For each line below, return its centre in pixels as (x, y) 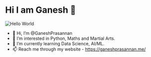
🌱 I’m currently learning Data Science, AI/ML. (58, 43)
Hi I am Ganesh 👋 (40, 10)
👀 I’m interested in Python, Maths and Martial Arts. (64, 38)
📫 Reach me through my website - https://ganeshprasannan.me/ (79, 49)
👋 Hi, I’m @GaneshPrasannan (42, 33)
